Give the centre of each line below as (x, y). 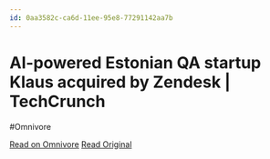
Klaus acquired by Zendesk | (120, 82)
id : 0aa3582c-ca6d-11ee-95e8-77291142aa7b (91, 18)
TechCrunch (57, 101)
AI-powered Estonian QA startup (135, 62)
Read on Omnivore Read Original (71, 144)
